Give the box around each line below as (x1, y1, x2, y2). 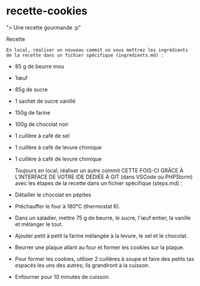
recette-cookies (6, 4, 88, 18)
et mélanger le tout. (14, 220, 63, 227)
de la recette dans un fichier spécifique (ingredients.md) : (6, 52, 164, 58)
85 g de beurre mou (14, 63, 64, 70)
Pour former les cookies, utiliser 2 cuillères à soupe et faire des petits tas (14, 255, 195, 262)
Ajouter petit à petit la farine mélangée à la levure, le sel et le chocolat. (14, 232, 188, 239)
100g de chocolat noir (14, 121, 69, 128)
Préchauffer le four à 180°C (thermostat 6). (14, 202, 121, 210)
